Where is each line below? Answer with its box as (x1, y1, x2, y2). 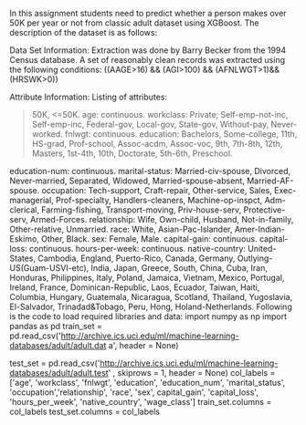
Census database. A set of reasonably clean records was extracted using (9, 55, 286, 65)
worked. (31, 129, 64, 140)
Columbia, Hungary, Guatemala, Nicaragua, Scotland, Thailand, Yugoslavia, (9, 292, 293, 302)
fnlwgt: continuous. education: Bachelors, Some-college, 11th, (64, 129, 298, 140)
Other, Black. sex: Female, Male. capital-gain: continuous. (40, 233, 258, 244)
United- (248, 244, 277, 254)
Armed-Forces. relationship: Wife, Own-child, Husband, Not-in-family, (30, 214, 294, 224)
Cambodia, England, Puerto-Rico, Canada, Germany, (37, 253, 236, 264)
